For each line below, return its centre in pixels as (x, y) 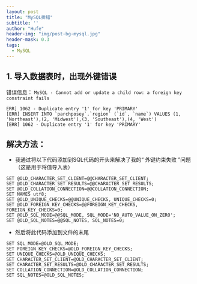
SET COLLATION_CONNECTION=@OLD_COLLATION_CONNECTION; (75, 270)
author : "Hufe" (25, 28)
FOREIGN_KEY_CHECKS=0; (35, 210)
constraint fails (28, 98)
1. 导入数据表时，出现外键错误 (62, 76)
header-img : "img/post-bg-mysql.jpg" (53, 34)
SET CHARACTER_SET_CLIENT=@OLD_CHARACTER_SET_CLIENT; (75, 259)
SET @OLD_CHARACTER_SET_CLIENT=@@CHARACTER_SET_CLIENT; (77, 179)
